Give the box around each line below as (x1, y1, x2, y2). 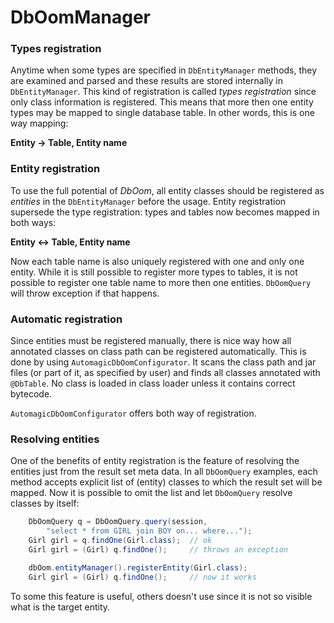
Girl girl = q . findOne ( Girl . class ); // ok (28, 536, 213, 546)
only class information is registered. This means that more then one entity (10, 96, 314, 108)
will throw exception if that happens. (10, 287, 160, 299)
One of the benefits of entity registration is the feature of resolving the (10, 455, 300, 467)
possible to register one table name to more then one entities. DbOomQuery (10, 276, 312, 288)
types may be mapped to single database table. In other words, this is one (10, 107, 315, 119)
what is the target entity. (10, 601, 111, 613)
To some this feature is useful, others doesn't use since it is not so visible (10, 590, 313, 602)
